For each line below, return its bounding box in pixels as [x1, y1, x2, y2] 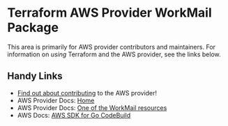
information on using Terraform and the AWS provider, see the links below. [7, 50, 221, 58]
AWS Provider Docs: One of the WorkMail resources [17, 103, 167, 112]
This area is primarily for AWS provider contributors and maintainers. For [7, 42, 216, 51]
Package [7, 19, 59, 36]
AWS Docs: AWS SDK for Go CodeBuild [17, 111, 131, 119]
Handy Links [7, 70, 63, 82]
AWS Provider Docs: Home [17, 96, 95, 104]
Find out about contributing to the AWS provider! [17, 88, 158, 97]
